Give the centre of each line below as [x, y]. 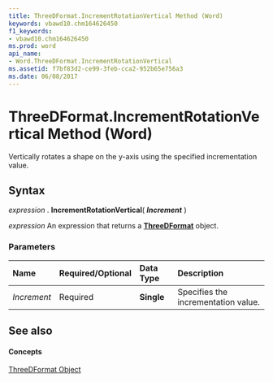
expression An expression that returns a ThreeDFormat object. [114, 226]
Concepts [25, 351]
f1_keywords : [30, 31]
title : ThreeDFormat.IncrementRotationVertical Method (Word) [116, 16]
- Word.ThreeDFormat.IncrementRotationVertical [91, 62]
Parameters [32, 247]
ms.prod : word [32, 46]
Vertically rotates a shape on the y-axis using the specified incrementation [133, 156]
